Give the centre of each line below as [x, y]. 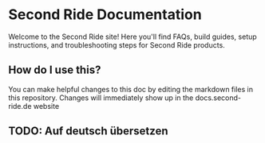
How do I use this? [55, 70]
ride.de [20, 106]
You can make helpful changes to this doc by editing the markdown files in [131, 89]
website [46, 106]
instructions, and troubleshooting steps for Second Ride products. [117, 44]
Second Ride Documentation [105, 15]
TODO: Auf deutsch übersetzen [88, 131]
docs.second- [218, 98]
